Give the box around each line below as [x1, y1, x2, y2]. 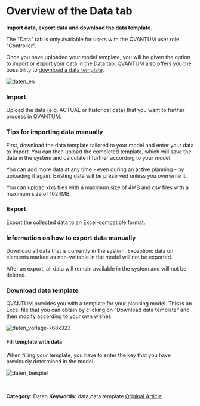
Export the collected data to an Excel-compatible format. [6, 219, 146, 226]
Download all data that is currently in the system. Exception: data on [6, 247, 174, 254]
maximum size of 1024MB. [6, 190, 72, 197]
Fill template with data [6, 338, 63, 346]
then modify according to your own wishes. [6, 313, 113, 320]
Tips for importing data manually [6, 128, 103, 136]
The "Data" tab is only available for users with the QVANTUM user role [6, 35, 180, 43]
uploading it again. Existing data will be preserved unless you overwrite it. [6, 172, 187, 179]
